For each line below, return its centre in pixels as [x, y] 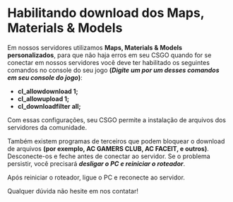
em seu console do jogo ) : [45, 77]
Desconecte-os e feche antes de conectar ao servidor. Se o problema [109, 156]
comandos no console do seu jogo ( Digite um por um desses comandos [114, 70]
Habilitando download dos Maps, [106, 13]
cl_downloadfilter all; [49, 106]
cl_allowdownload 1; [48, 91]
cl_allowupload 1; [43, 99]
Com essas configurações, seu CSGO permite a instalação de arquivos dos [117, 120]
